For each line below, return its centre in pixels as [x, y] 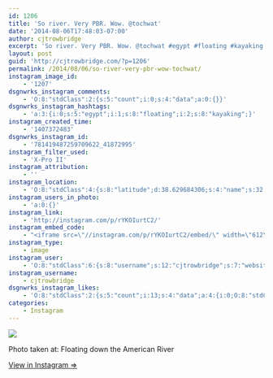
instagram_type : [36, 243]
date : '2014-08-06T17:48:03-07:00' [69, 31]
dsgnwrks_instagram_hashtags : [60, 106]
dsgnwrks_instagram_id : [49, 137]
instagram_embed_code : [47, 228]
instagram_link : [36, 212]
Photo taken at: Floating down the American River [91, 349]
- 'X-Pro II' [45, 159]
